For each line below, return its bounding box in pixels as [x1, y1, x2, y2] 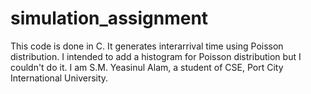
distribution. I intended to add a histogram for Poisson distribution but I [10, 50, 302, 62]
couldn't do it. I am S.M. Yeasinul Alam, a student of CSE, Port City [10, 61, 284, 73]
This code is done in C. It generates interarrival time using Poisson [10, 40, 284, 52]
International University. [10, 72, 109, 84]
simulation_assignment [10, 7, 209, 30]
